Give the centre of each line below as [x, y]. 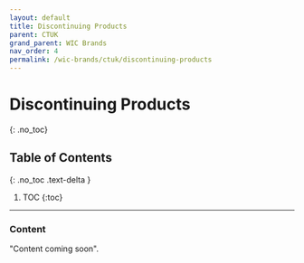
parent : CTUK [34, 34]
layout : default [40, 18]
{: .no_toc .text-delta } [50, 179]
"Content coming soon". [54, 249]
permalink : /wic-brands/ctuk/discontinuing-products [111, 60]
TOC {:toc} [43, 197]
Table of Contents [61, 158]
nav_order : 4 [34, 52]
